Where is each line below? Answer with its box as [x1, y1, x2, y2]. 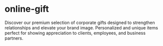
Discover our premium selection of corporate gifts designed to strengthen [4, 20, 156, 25]
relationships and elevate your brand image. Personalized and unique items [4, 24, 158, 30]
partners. [4, 35, 23, 41]
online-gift [4, 3, 49, 15]
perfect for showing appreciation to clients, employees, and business [4, 30, 146, 36]
